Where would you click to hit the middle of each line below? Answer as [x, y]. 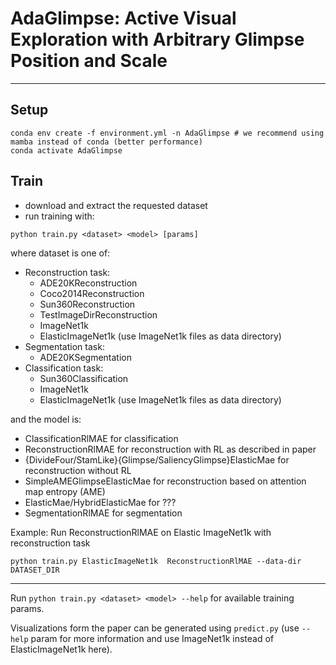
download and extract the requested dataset [116, 205]
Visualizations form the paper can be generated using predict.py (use [155, 628]
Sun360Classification [84, 378]
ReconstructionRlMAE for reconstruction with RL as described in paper [170, 449]
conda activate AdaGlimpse [66, 150]
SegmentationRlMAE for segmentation [103, 513]
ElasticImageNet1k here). [61, 649]
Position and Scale [89, 61]
